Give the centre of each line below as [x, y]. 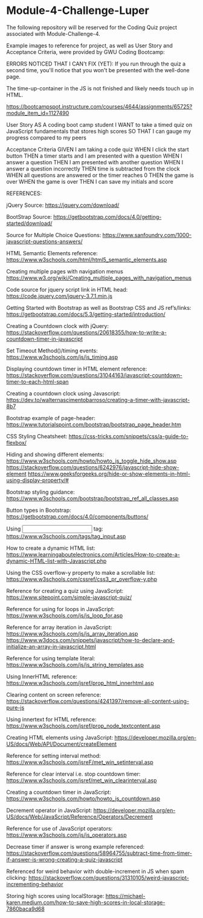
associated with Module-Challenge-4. [53, 33]
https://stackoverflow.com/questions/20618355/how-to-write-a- [87, 332]
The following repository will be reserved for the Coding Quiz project [92, 27]
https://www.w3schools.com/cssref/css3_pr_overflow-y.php [82, 579]
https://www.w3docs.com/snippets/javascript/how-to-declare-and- [91, 640]
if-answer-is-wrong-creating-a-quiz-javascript [64, 859]
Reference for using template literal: [51, 658]
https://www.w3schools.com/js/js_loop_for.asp [64, 615]
